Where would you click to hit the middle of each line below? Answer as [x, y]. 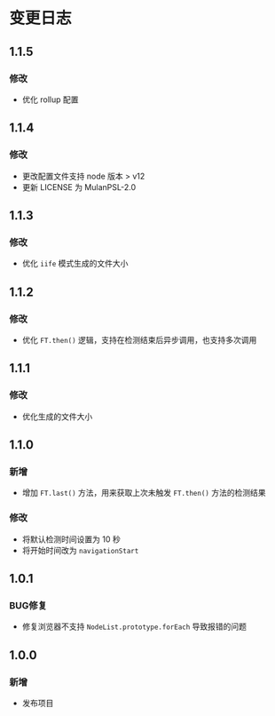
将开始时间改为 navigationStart [80, 550]
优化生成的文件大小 [57, 416]
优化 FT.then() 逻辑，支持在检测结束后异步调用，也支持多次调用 [139, 339]
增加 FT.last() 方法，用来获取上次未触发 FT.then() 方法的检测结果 [144, 493]
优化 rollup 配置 [50, 99]
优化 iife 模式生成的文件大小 [75, 264]
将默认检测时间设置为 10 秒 [71, 539]
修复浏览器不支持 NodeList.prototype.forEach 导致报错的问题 [134, 626]
